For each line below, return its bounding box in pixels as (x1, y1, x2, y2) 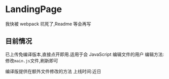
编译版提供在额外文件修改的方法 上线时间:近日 (5, 68, 102, 74)
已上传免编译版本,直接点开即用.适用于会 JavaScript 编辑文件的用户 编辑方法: (5, 51, 164, 57)
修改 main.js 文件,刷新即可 (5, 57, 58, 63)
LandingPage (5, 4, 62, 15)
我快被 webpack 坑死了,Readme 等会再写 (5, 21, 91, 27)
